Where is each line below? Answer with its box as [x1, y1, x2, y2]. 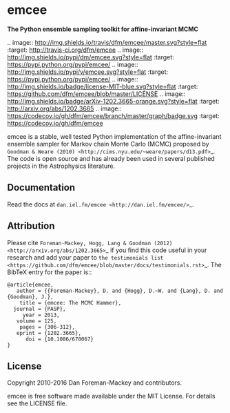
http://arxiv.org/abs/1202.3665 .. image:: [7, 104, 122, 113]
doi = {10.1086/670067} [25, 336, 94, 343]
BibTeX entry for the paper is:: [7, 268, 92, 276]
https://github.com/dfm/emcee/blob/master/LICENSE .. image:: [7, 89, 186, 98]
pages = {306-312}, [19, 323, 76, 330]
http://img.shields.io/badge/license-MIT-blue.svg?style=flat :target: [7, 82, 198, 90]
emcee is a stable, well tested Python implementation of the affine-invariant [7, 132, 222, 140]
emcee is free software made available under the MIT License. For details [7, 392, 216, 401]
